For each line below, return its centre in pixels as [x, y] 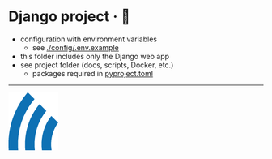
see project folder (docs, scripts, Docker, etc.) [97, 65]
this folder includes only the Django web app [95, 56]
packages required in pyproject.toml [93, 73]
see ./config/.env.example [75, 47]
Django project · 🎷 [70, 17]
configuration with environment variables [89, 39]
